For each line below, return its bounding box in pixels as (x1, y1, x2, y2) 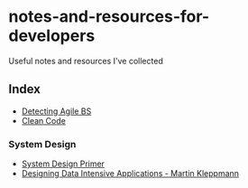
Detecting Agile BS (21, 106, 92, 117)
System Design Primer (21, 158, 106, 169)
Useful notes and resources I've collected (8, 55, 163, 66)
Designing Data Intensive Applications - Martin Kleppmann (21, 168, 240, 179)
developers (8, 25, 96, 46)
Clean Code (21, 115, 67, 126)
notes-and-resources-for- (8, 6, 210, 27)
